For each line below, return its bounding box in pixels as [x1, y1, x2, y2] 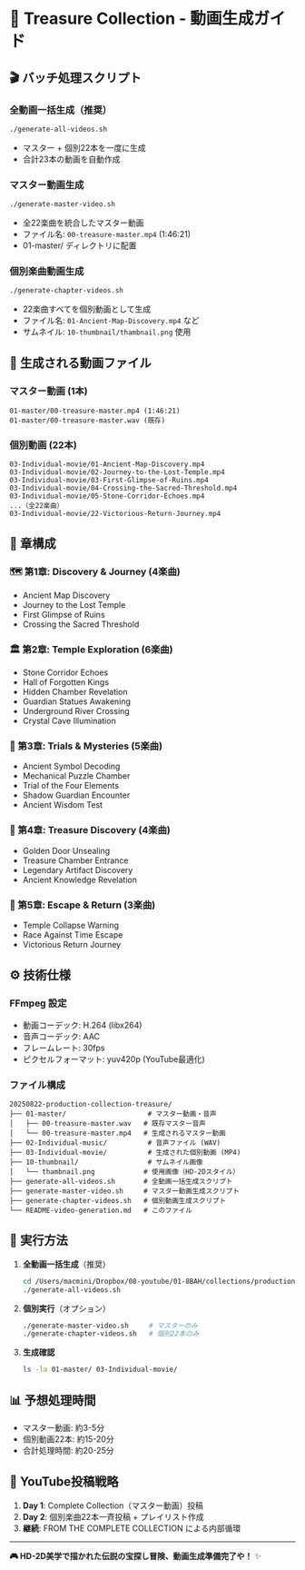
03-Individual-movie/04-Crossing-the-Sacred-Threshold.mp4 [9, 483, 238, 493]
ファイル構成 [9, 1078, 66, 1091]
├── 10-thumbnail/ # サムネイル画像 [9, 1158, 203, 1167]
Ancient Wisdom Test [22, 800, 103, 810]
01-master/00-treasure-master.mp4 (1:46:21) [9, 406, 181, 415]
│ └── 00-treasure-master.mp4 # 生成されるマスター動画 [9, 1128, 226, 1138]
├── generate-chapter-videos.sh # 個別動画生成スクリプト [9, 1196, 227, 1205]
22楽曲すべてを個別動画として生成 [22, 303, 152, 314]
